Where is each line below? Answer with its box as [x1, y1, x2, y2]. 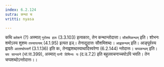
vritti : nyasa [5, 16, 35, 21]
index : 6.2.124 [5, 7, 37, 12]
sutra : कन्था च [5, 12, 33, 17]
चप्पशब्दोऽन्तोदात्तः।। [5, 57, 38, 63]
